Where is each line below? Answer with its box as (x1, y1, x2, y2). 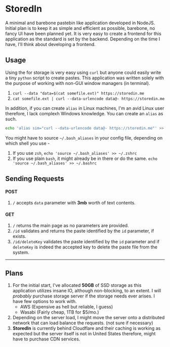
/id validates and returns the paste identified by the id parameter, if (12, 228, 154, 234)
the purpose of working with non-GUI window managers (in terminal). (5, 80, 150, 86)
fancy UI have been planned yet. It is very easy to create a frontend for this (5, 30, 162, 36)
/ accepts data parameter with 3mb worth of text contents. (12, 200, 136, 206)
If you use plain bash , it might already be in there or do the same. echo (12, 155, 158, 161)
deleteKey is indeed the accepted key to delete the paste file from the (12, 244, 158, 250)
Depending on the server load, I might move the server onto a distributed (12, 315, 165, 321)
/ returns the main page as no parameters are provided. (12, 223, 129, 229)
